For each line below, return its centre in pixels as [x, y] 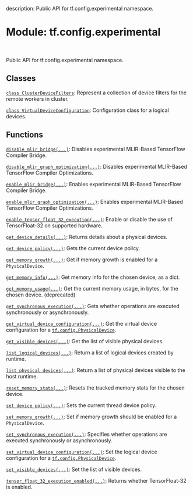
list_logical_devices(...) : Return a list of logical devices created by [90, 352]
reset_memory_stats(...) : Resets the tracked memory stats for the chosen [95, 388]
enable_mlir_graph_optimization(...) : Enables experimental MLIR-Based [95, 202]
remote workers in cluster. [37, 98]
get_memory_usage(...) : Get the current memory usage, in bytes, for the [92, 288]
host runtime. [22, 376]
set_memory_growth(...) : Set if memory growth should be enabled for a [92, 417]
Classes [21, 78]
